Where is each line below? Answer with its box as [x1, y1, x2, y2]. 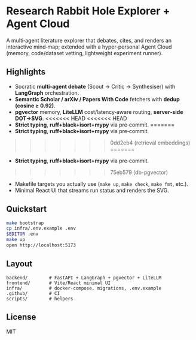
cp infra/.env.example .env [6, 225, 76, 231]
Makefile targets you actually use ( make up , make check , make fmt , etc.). [14, 180, 188, 187]
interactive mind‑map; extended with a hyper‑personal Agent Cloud [6, 43, 172, 50]
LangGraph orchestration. [14, 89, 79, 97]
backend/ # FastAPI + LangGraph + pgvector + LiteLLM [6, 275, 162, 281]
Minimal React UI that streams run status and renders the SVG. [14, 186, 169, 194]
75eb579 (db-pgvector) [110, 169, 169, 176]
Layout [6, 259, 33, 269]
